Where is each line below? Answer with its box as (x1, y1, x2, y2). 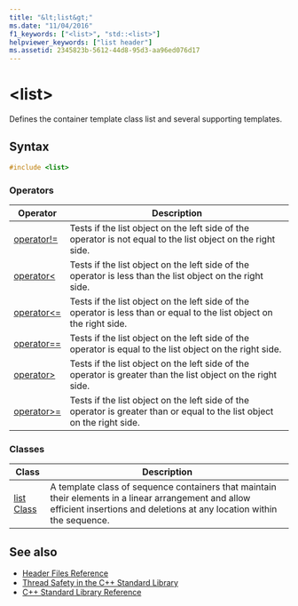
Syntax (9, 140, 50, 155)
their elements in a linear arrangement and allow (50, 492, 251, 505)
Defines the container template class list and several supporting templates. (9, 114, 282, 124)
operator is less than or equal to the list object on (69, 307, 273, 319)
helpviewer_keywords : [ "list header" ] (9, 37, 153, 47)
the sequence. (50, 514, 110, 527)
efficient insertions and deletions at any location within (50, 503, 278, 515)
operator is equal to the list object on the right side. (69, 343, 282, 355)
